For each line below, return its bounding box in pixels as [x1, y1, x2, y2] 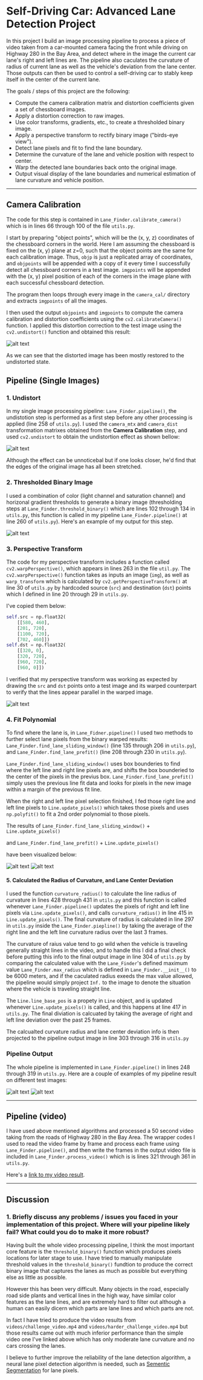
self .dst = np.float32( [6, 642, 66, 649]
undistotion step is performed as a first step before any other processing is [6, 414, 193, 421]
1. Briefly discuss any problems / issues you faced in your [6, 1212, 178, 1221]
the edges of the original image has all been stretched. [6, 463, 142, 470]
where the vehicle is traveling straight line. [6, 985, 112, 992]
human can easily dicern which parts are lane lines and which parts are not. [6, 1305, 195, 1312]
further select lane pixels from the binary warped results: [6, 736, 148, 743]
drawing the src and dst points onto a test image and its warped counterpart [6, 682, 197, 689]
